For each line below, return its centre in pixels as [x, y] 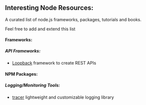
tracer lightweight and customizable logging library [63, 97]
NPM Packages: [21, 74]
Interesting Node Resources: [49, 8]
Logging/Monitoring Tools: [32, 85]
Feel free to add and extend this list [40, 29]
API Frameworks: [23, 51]
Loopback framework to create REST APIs [54, 63]
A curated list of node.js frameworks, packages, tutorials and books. [73, 19]
